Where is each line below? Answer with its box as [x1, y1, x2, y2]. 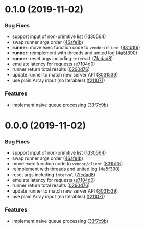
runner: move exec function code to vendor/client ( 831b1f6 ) [12, 45, 140, 51]
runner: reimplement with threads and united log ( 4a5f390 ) [12, 50, 137, 56]
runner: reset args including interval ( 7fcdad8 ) [12, 55, 113, 62]
